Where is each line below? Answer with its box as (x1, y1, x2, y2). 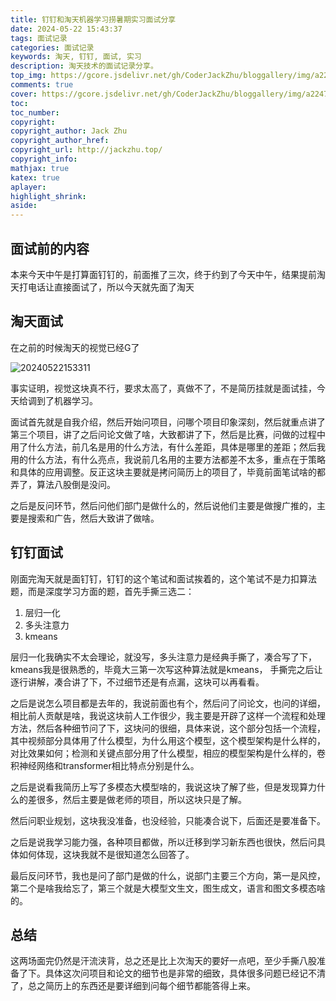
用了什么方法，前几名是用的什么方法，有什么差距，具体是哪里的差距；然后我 (10, 441, 326, 453)
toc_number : (10, 107, 60, 118)
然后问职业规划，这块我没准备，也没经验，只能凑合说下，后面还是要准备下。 (10, 814, 326, 826)
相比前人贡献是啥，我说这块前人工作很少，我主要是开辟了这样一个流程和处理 (10, 709, 326, 721)
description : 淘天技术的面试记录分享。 (10, 61, 158, 71)
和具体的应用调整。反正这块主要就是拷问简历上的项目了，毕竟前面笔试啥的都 (10, 466, 326, 478)
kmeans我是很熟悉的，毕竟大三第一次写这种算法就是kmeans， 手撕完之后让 (10, 663, 323, 675)
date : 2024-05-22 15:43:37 (10, 24, 123, 34)
